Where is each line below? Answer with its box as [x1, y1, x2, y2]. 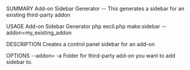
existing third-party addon [6, 11, 70, 18]
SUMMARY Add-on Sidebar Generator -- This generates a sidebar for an [6, 5, 185, 12]
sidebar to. [6, 59, 33, 65]
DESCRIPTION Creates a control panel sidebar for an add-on [6, 41, 155, 47]
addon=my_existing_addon [6, 29, 72, 36]
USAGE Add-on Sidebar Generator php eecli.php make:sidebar [6, 23, 161, 30]
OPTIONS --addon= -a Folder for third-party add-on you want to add [6, 52, 176, 59]
